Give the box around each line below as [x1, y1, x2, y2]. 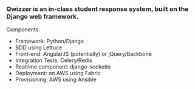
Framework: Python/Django [15, 38, 84, 45]
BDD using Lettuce [15, 44, 63, 51]
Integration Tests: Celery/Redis [15, 57, 92, 64]
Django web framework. [6, 12, 79, 20]
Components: [6, 26, 41, 33]
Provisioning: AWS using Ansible [15, 76, 97, 83]
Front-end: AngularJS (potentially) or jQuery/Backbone [15, 51, 152, 58]
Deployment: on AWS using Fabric [15, 70, 101, 77]
